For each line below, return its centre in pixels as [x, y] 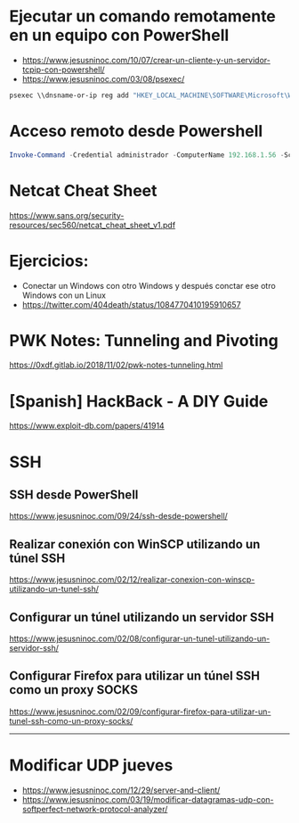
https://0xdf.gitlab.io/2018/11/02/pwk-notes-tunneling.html [116, 365]
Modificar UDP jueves [91, 765]
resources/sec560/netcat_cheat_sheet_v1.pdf [93, 225]
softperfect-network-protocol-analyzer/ [95, 809]
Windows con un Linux [64, 295]
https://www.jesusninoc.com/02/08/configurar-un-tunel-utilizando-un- [140, 638]
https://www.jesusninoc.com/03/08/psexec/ [103, 78]
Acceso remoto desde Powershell [136, 131]
